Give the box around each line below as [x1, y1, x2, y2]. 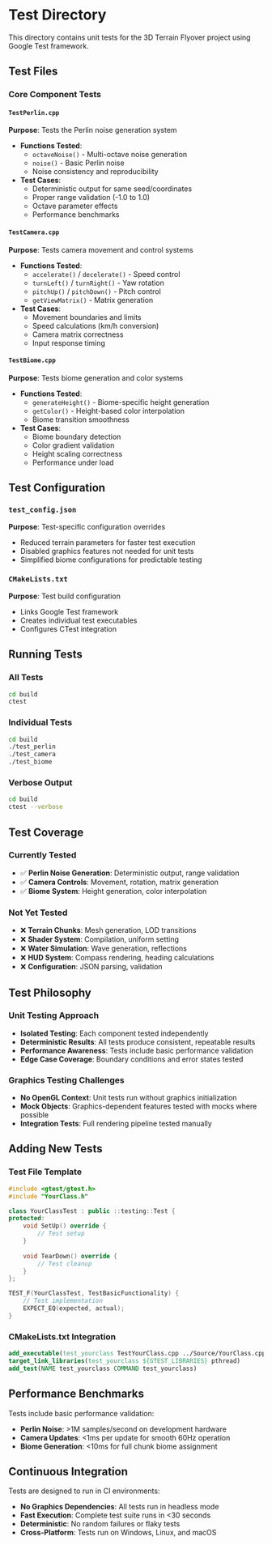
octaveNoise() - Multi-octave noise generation [32, 150, 188, 160]
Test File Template [8, 1166, 83, 1177]
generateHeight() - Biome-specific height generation [32, 397, 210, 406]
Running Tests [8, 648, 83, 662]
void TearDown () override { [23, 1252, 117, 1260]
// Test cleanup [37, 1259, 92, 1268]
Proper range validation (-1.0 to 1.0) [32, 193, 151, 202]
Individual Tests [8, 717, 73, 728]
